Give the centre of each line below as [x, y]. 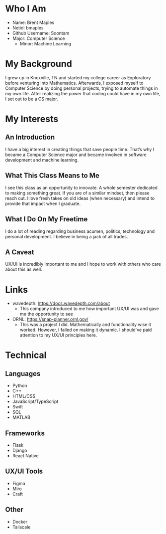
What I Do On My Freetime [46, 219]
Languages [23, 374]
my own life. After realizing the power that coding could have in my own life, [83, 93]
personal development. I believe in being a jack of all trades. [67, 236]
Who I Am [26, 9]
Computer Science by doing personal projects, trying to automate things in [82, 88]
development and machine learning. [42, 160]
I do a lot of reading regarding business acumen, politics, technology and [80, 231]
